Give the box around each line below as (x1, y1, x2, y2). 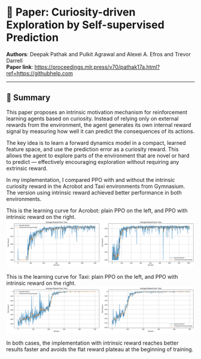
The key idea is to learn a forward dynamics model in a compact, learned (6, 139, 187, 146)
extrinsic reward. (6, 165, 48, 172)
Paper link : (6, 63, 33, 71)
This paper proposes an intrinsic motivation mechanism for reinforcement (6, 108, 188, 115)
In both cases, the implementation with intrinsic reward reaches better (6, 339, 179, 346)
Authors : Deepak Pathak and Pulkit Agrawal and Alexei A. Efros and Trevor (6, 50, 191, 57)
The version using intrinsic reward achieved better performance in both (6, 188, 182, 196)
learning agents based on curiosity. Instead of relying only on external (6, 115, 179, 122)
